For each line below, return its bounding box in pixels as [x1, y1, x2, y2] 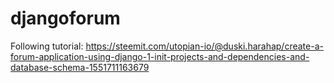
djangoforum [10, 7, 121, 30]
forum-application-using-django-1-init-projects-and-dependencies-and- [10, 50, 310, 62]
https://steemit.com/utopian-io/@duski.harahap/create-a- [85, 40, 324, 52]
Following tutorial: [10, 40, 84, 52]
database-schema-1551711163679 [10, 61, 150, 73]
